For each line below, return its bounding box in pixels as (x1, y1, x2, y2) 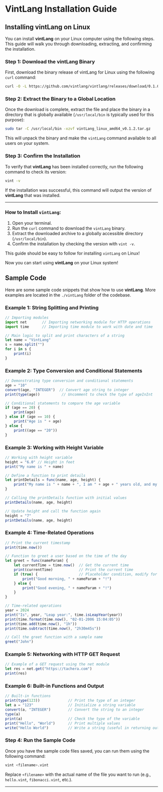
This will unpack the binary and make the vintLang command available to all (5, 135, 157, 141)
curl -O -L (5, 84, 27, 89)
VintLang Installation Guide (5, 3, 117, 15)
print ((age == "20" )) (14, 428, 57, 433)
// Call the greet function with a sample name (5, 635, 103, 640)
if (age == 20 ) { (5, 405, 40, 410)
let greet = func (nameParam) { (5, 558, 68, 563)
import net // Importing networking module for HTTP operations (5, 319, 151, 325)
